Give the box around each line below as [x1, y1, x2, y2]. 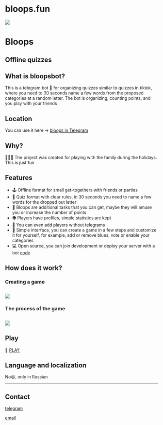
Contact [5, 392, 30, 401]
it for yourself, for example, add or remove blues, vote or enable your [12, 232, 150, 238]
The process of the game [5, 305, 65, 312]
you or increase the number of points [12, 209, 86, 215]
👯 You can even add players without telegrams [12, 222, 105, 228]
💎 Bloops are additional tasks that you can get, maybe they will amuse [12, 204, 152, 210]
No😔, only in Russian [5, 374, 48, 380]
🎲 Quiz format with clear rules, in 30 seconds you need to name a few [12, 194, 152, 200]
